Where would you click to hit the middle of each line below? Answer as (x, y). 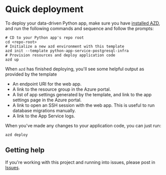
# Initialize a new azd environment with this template (65, 46)
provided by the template (31, 74)
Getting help (25, 150)
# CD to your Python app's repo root (45, 38)
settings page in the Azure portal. (47, 100)
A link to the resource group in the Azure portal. (62, 89)
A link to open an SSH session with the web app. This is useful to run (84, 105)
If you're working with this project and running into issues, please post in (80, 162)
